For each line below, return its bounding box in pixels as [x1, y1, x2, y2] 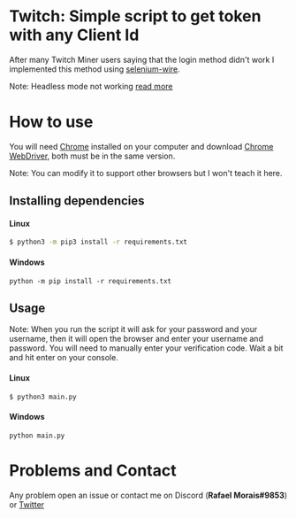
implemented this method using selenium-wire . [9, 64, 181, 74]
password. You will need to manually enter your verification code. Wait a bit [9, 343, 284, 353]
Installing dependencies [9, 193, 145, 209]
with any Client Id [9, 25, 140, 45]
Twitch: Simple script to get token [9, 6, 262, 27]
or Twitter [9, 499, 45, 510]
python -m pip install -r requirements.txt [9, 276, 172, 285]
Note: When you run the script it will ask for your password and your [9, 324, 258, 335]
